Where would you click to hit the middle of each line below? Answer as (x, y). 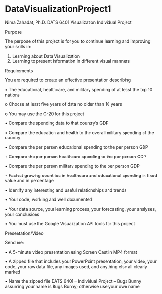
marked (13, 272)
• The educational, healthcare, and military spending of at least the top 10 (79, 89)
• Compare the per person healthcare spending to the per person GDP (76, 157)
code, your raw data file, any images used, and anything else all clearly (76, 266)
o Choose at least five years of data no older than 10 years (64, 104)
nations (13, 95)
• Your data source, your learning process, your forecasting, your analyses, (81, 209)
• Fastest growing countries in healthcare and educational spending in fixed (81, 175)
